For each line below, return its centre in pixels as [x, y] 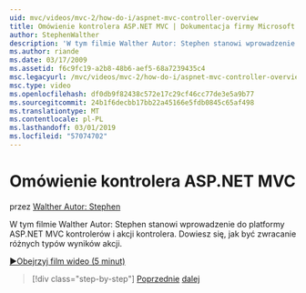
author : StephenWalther [55, 35]
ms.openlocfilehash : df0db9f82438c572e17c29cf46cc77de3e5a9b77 [132, 94]
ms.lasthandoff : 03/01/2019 [63, 128]
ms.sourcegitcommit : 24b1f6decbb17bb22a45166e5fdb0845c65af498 [132, 102]
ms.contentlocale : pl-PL [56, 119]
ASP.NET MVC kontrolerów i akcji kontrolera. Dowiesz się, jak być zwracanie [153, 234]
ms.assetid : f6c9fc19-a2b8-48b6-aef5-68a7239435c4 [107, 69]
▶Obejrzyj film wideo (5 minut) [67, 261]
